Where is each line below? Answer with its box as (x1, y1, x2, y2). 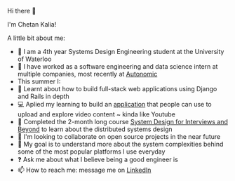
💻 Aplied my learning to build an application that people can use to (17, 100, 212, 108)
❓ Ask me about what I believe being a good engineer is (17, 155, 179, 163)
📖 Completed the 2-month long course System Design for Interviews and (17, 118, 228, 126)
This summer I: (17, 77, 61, 86)
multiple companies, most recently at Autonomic (17, 70, 158, 78)
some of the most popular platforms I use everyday (17, 147, 166, 156)
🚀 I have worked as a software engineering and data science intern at (17, 62, 218, 70)
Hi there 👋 (7, 7, 36, 15)
